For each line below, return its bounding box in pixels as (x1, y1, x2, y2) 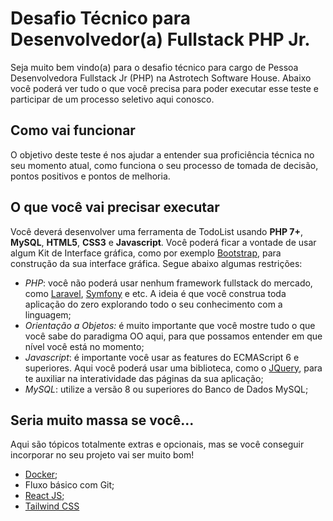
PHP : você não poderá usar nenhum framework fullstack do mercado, (24, 277, 313, 289)
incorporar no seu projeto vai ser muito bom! (10, 449, 195, 461)
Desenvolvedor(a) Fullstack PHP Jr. (10, 28, 311, 51)
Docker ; (24, 468, 58, 481)
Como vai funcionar (10, 122, 136, 139)
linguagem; (24, 308, 72, 321)
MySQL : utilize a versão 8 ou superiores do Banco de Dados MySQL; (24, 383, 309, 395)
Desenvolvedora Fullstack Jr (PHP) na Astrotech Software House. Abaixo (10, 72, 312, 84)
